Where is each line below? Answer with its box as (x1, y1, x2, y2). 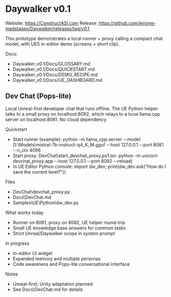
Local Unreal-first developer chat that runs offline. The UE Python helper (5, 105, 158, 112)
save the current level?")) (12, 168, 66, 175)
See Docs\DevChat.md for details (12, 286, 83, 292)
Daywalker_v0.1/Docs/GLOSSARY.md (12, 60, 90, 67)
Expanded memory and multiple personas (12, 256, 101, 262)
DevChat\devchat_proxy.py (12, 188, 70, 195)
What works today (5, 209, 44, 216)
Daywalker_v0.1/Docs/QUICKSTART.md (12, 66, 95, 72)
